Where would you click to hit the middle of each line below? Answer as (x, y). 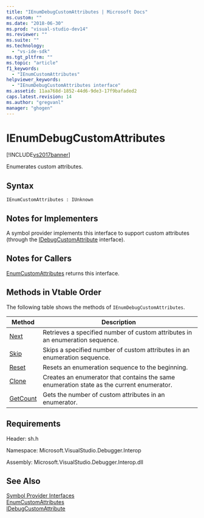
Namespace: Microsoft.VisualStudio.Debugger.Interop (74, 450)
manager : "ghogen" (29, 108)
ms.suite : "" (23, 40)
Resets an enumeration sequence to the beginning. (115, 367)
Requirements (33, 424)
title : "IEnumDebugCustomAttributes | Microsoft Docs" (77, 12)
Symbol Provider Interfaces (40, 496)
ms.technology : (25, 46)
